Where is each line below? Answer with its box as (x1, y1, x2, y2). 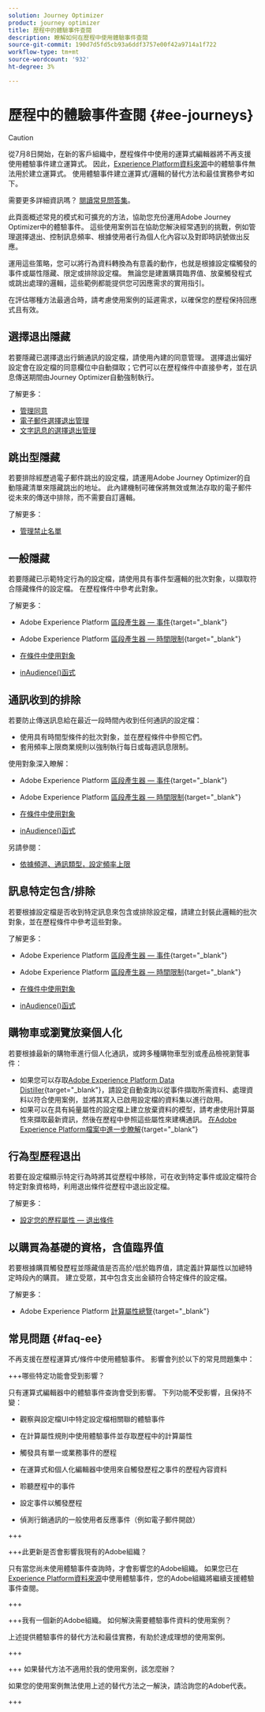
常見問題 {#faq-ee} (8, 1332, 103, 1345)
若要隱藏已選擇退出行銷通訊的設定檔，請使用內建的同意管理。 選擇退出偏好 (8, 352, 252, 362)
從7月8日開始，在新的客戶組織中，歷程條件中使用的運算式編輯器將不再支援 (8, 149, 252, 159)
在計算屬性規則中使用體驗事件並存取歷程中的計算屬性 (19, 1431, 193, 1440)
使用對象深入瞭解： (8, 759, 71, 768)
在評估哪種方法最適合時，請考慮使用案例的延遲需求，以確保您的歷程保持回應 (8, 295, 257, 304)
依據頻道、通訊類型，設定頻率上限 (19, 859, 131, 868)
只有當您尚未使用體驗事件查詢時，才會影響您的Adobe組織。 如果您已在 (8, 1564, 239, 1573)
